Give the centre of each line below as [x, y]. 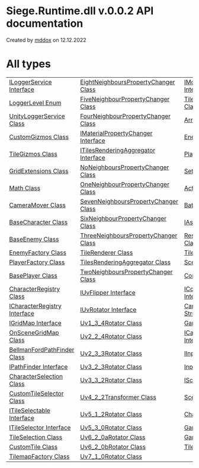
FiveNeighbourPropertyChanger [125, 99]
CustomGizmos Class [39, 136]
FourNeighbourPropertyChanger [125, 116]
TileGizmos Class [33, 154]
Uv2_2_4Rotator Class [111, 336]
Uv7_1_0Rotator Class [111, 456]
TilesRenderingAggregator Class [125, 262]
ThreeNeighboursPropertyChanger [129, 235]
